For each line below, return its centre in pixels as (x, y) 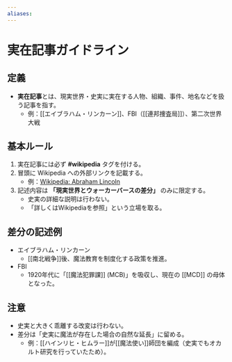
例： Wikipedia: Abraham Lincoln (74, 182)
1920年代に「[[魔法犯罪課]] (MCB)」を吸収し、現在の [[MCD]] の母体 (126, 275)
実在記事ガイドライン (68, 50)
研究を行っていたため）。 (75, 352)
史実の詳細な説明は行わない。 (70, 199)
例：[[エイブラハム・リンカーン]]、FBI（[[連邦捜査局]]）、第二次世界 (125, 113)
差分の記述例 (35, 231)
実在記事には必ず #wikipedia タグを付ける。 (81, 164)
